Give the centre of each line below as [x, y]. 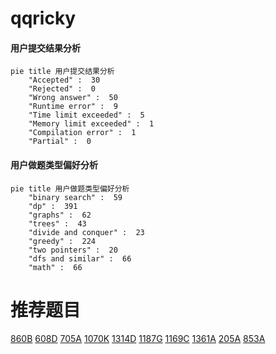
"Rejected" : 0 [62, 89]
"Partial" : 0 [60, 142]
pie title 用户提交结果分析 [62, 72]
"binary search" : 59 [75, 197]
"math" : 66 [55, 267]
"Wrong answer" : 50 [73, 98]
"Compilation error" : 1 [82, 133]
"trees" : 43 [57, 223]
